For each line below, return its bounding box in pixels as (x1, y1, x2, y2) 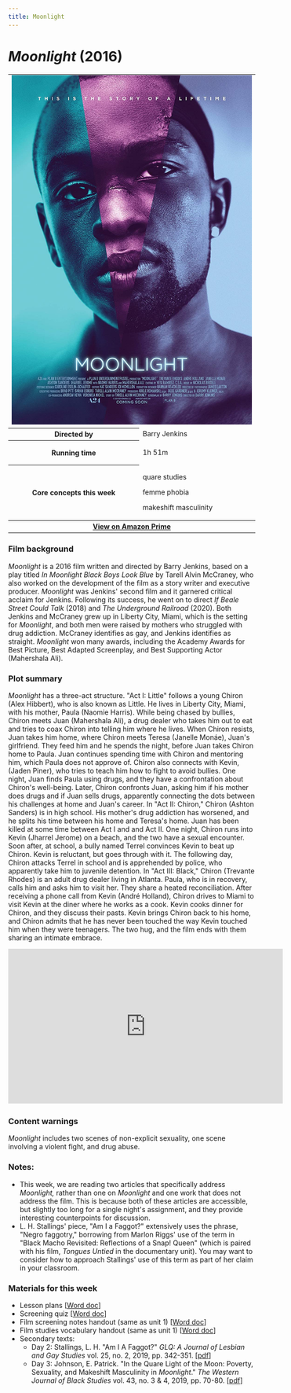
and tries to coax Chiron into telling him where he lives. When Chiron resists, (8, 724, 255, 734)
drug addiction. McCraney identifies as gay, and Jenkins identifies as (8, 628, 231, 638)
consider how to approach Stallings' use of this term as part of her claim (19, 1255, 253, 1264)
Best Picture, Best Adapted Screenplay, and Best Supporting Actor (8, 645, 223, 654)
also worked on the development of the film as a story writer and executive (8, 578, 250, 587)
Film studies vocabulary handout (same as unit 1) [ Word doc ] (19, 1325, 216, 1335)
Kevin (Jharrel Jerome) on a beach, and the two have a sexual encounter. (8, 833, 245, 843)
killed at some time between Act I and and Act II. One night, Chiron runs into (8, 825, 253, 834)
